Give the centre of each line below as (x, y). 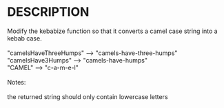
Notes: (17, 82)
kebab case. (25, 38)
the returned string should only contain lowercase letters (88, 96)
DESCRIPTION (48, 12)
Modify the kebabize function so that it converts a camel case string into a (113, 31)
